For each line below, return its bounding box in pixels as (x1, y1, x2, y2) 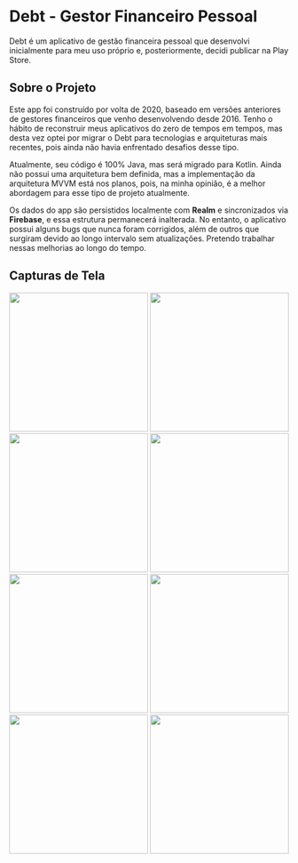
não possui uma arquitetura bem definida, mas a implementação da (9, 168, 255, 179)
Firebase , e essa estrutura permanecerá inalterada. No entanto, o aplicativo (9, 214, 286, 224)
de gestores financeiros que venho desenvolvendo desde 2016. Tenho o (9, 113, 273, 124)
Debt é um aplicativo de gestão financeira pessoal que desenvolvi (9, 36, 250, 46)
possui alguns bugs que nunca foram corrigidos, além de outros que (9, 223, 260, 234)
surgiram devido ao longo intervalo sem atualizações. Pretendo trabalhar (9, 233, 275, 244)
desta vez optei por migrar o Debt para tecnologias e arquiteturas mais (9, 132, 268, 143)
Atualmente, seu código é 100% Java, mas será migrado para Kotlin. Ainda (9, 158, 282, 170)
